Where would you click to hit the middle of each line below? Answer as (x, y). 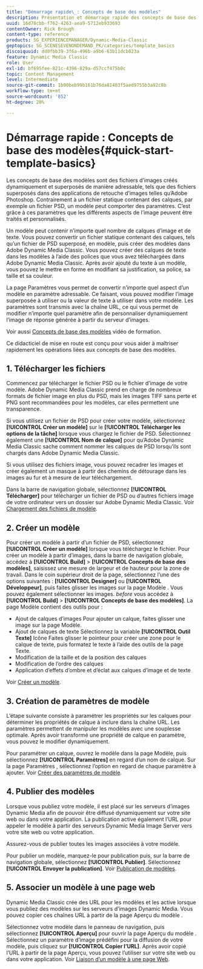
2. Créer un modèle (43, 528)
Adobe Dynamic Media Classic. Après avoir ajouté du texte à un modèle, (96, 263)
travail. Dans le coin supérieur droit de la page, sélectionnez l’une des (93, 575)
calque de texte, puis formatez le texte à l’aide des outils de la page (99, 644)
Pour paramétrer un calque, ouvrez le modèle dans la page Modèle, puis (96, 753)
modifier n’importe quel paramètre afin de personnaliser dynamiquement (97, 313)
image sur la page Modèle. (48, 625)
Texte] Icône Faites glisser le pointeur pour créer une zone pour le (98, 638)
